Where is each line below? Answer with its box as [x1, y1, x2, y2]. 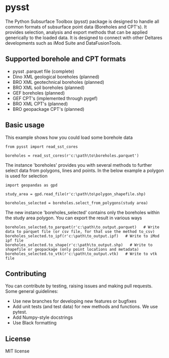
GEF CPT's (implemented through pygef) [12, 95, 98, 101]
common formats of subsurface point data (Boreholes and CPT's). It [5, 23, 147, 29]
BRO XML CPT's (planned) [12, 101, 68, 107]
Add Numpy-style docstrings [12, 314, 73, 320]
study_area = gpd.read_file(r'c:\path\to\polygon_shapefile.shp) [5, 191, 146, 197]
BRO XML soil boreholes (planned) [12, 84, 85, 91]
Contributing [5, 269, 47, 278]
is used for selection [5, 172, 48, 179]
